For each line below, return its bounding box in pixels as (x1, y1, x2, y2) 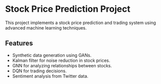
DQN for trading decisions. (12, 68, 67, 74)
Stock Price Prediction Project (5, 3, 131, 15)
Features (5, 39, 33, 48)
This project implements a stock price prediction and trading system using (5, 20, 157, 26)
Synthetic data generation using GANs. (12, 52, 92, 58)
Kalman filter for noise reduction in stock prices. (12, 57, 110, 63)
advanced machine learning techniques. (5, 25, 87, 30)
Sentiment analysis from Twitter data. (12, 73, 89, 79)
